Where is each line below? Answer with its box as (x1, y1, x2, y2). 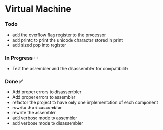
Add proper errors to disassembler (12, 89, 82, 95)
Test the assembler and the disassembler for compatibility (12, 65, 129, 71)
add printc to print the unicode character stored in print (12, 37, 123, 43)
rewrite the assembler (12, 110, 56, 116)
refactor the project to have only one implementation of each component (12, 99, 158, 106)
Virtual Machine (5, 3, 72, 15)
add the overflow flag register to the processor (12, 32, 106, 38)
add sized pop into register (12, 43, 67, 48)
